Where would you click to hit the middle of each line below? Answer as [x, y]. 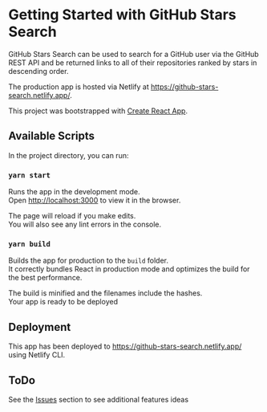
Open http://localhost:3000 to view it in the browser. [95, 200]
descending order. [38, 71]
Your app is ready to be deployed [63, 302]
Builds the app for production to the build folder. [89, 261]
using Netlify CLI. [37, 355]
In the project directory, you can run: [69, 155]
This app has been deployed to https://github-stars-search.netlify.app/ [125, 346]
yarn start [29, 175]
